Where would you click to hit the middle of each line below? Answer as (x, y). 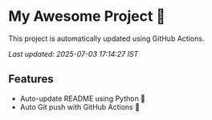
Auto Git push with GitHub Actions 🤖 (80, 106)
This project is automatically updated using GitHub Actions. (106, 38)
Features (31, 79)
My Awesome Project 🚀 (87, 16)
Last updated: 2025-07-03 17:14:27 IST (73, 54)
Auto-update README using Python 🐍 (83, 98)
